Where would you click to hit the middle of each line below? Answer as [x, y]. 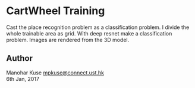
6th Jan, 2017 [23, 79]
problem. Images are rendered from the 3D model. [68, 40]
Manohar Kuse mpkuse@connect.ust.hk [55, 73]
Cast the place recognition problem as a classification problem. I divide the [98, 27]
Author [19, 58]
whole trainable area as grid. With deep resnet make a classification [89, 33]
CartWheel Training [56, 11]
